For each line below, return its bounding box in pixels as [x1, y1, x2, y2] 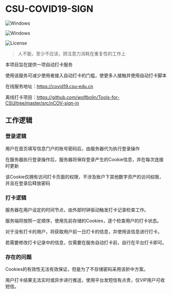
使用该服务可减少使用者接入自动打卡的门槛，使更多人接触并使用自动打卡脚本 [5, 72, 167, 79]
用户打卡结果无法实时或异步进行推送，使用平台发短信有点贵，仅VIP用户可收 [5, 277, 165, 283]
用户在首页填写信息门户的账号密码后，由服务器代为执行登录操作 [5, 145, 140, 151]
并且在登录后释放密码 [5, 180, 50, 186]
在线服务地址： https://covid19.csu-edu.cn [5, 83, 94, 89]
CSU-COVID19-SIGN [5, 3, 94, 15]
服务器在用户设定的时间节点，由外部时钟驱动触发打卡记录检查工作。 [5, 206, 149, 213]
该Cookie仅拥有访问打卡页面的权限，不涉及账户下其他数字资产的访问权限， [5, 173, 164, 180]
